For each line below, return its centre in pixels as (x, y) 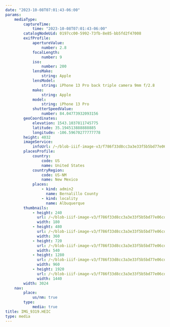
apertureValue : (48, 43)
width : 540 (48, 250)
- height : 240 (47, 213)
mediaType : (26, 19)
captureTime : (37, 24)
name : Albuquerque (65, 203)
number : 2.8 (54, 48)
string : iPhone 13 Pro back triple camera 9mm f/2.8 (98, 85)
